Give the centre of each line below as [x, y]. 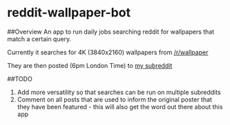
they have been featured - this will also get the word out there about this [120, 106]
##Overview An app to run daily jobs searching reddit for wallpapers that [111, 32]
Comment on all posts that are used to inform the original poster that [115, 99]
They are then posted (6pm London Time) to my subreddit [90, 65]
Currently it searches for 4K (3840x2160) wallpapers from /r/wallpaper [108, 52]
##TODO [20, 79]
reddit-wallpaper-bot [69, 13]
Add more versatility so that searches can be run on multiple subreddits [119, 92]
